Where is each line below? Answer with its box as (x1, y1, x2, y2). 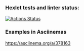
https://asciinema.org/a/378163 (5, 40, 71, 46)
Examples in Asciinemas (5, 29, 67, 36)
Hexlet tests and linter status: (5, 4, 79, 11)
